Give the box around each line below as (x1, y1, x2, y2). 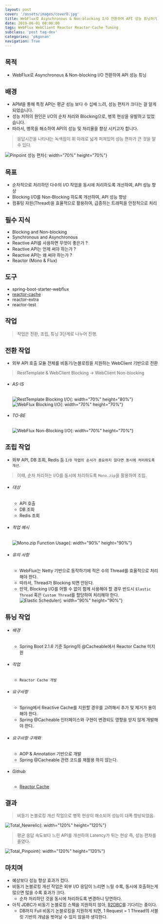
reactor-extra (12, 296, 39, 302)
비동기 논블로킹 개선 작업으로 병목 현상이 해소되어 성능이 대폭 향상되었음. (17, 813, 155, 818)
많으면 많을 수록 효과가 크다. (12, 889, 66, 896)
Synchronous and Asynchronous (12, 234, 78, 240)
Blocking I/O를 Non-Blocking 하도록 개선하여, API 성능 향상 (12, 194, 127, 200)
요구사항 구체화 (12, 735, 41, 740)
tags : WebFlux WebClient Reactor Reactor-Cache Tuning (5, 25, 119, 30)
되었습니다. (12, 108, 34, 113)
